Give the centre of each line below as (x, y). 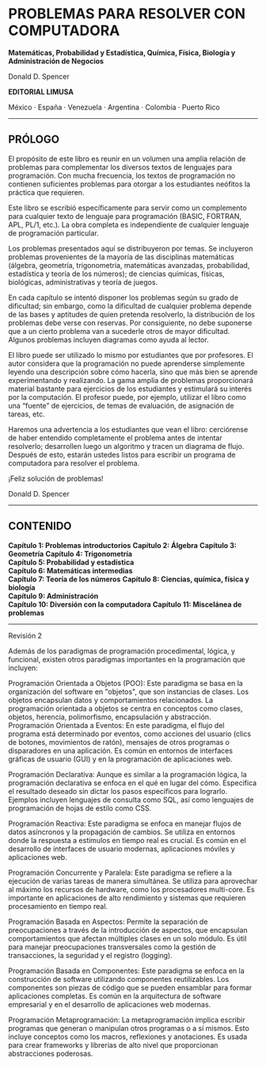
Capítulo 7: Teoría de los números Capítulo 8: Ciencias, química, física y (129, 579)
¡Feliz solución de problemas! (56, 478)
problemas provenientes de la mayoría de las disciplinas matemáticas (122, 257)
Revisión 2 (25, 635)
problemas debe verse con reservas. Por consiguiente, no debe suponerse (130, 323)
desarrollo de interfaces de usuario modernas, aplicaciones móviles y (122, 849)
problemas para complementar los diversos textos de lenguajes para (120, 167)
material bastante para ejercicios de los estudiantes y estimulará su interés (130, 389)
